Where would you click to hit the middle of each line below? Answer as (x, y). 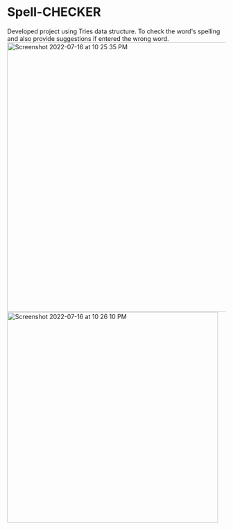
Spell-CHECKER (54, 12)
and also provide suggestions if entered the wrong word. (88, 38)
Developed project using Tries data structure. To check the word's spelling (114, 31)
